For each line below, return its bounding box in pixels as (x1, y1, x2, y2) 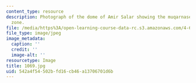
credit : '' (11, 47, 38, 53)
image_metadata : (6, 36, 45, 41)
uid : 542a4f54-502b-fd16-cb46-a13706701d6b (6, 68, 114, 74)
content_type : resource (6, 8, 64, 15)
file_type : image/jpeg (6, 30, 61, 36)
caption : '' (11, 41, 41, 47)
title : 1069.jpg (6, 63, 45, 69)
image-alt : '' (11, 52, 45, 58)
